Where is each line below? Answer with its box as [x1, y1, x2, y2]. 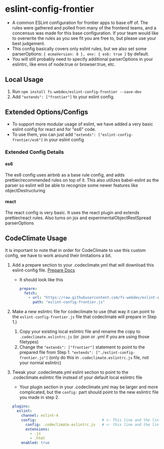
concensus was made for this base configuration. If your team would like [12, 30, 159, 36]
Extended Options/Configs [5, 108, 88, 116]
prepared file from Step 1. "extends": [19, 349, 94, 355]
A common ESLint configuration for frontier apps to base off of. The [12, 20, 148, 25]
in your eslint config [43, 136, 84, 143]
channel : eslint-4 [21, 413, 59, 418]
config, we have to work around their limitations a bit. [5, 252, 112, 258]
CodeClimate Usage [5, 234, 67, 243]
